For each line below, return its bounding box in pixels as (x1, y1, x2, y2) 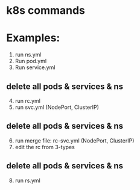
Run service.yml (14, 64, 56, 71)
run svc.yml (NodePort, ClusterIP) (14, 103, 100, 111)
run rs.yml (14, 177, 40, 184)
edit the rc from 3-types (14, 143, 75, 150)
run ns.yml (14, 51, 42, 58)
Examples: (6, 31, 60, 45)
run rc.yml (14, 97, 41, 104)
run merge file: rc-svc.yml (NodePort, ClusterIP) (14, 136, 135, 144)
